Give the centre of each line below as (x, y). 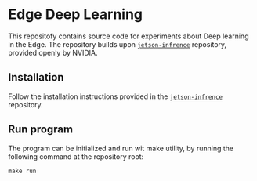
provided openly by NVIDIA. (53, 52)
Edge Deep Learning (76, 14)
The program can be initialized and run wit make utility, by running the (121, 148)
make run (22, 171)
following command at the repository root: (76, 156)
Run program (40, 130)
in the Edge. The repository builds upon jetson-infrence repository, (118, 44)
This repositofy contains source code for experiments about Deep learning (128, 36)
